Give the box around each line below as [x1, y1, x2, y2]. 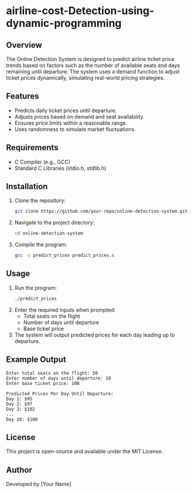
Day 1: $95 [6, 395, 33, 402]
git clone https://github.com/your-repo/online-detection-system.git [14, 209, 188, 214]
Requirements [6, 143, 58, 153]
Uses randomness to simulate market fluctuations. [14, 125, 136, 133]
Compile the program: [14, 241, 68, 248]
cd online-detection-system [14, 230, 83, 236]
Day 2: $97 [6, 401, 33, 407]
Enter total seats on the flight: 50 [6, 370, 98, 376]
